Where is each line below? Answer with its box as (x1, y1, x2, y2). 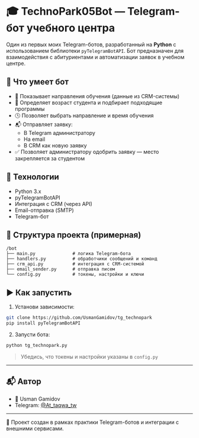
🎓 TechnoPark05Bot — (6, 5, 126, 18)
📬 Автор (6, 376, 41, 387)
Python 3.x (14, 188, 41, 195)
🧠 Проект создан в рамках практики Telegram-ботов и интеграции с (6, 418, 179, 426)
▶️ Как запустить (6, 288, 72, 298)
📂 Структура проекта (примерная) (6, 230, 142, 240)
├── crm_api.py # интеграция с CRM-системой (6, 261, 145, 267)
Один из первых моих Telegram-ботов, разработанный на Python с (6, 41, 176, 48)
